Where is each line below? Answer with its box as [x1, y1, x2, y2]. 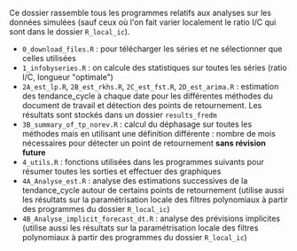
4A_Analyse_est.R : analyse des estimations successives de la [21, 176, 248, 185]
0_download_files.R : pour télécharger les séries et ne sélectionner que [21, 43, 283, 54]
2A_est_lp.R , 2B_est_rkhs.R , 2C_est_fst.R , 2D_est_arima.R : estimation [21, 82, 279, 91]
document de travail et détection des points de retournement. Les [21, 100, 262, 110]
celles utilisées [21, 53, 77, 63]
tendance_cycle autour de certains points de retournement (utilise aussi [21, 185, 285, 195]
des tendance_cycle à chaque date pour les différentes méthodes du [21, 90, 273, 101]
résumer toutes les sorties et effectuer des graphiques [21, 166, 222, 176]
